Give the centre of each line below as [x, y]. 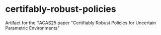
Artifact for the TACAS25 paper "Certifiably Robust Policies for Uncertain [81, 23]
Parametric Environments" [32, 28]
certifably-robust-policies [61, 9]
